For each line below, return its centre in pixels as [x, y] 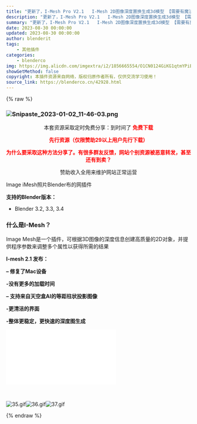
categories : [21, 55]
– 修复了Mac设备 [26, 271]
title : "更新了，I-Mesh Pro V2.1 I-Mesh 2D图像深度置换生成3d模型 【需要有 [95, 11]
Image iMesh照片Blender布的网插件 [49, 184]
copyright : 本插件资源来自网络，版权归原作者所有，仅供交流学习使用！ [81, 77]
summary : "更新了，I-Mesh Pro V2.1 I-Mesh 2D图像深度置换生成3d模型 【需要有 [98, 22]
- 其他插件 [28, 50]
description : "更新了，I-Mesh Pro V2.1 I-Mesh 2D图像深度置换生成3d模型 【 [97, 17]
